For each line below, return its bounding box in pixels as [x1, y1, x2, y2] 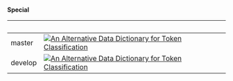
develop [10, 58, 37, 67]
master [10, 38, 33, 47]
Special [7, 6, 30, 14]
